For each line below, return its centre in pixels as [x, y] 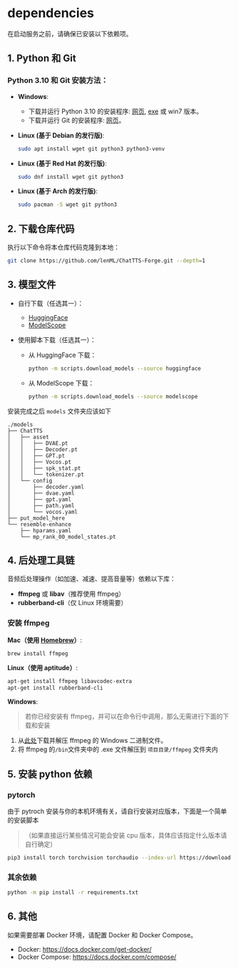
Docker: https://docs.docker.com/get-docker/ [84, 949]
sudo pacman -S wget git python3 [67, 205]
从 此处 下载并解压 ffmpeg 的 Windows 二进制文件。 [92, 741]
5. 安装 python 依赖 [50, 774]
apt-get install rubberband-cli [55, 688]
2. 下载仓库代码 [41, 228]
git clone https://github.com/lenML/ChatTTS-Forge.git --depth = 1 [106, 261]
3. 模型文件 [32, 285]
